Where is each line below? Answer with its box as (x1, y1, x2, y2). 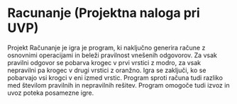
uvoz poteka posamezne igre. (7, 88, 94, 97)
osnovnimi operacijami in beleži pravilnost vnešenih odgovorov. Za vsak (7, 51, 218, 59)
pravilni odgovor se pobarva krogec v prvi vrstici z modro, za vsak (7, 58, 202, 67)
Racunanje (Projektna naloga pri (7, 5, 200, 21)
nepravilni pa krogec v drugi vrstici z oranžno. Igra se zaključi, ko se (7, 66, 206, 74)
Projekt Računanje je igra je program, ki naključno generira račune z (7, 43, 206, 52)
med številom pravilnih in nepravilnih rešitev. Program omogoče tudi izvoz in (7, 81, 230, 89)
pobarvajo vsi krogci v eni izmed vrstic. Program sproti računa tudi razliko (7, 73, 224, 82)
